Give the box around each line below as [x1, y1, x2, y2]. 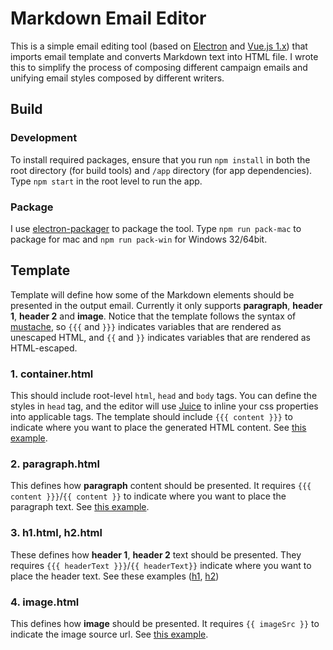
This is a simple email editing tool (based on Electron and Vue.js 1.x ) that [10, 40, 308, 52]
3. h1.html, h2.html [10, 526, 103, 540]
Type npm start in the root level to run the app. [10, 175, 203, 187]
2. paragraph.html [10, 457, 100, 471]
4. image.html [10, 595, 80, 609]
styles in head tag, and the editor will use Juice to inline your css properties [10, 400, 319, 412]
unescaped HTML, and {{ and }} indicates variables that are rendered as [10, 331, 311, 343]
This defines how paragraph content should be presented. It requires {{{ [10, 480, 312, 492]
